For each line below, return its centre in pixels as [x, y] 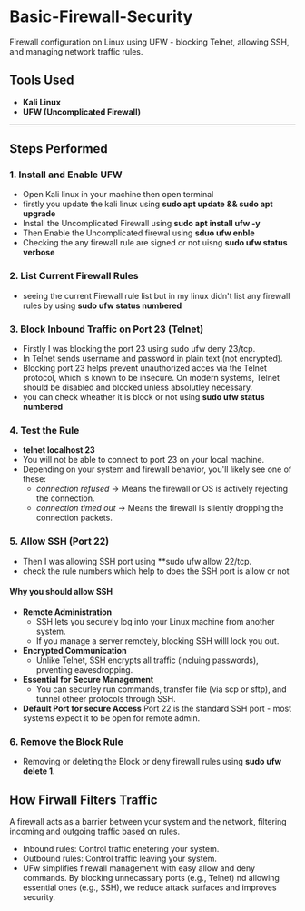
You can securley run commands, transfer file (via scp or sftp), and [162, 689]
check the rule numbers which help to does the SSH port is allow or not [156, 571]
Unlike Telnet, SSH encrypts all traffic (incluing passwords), [147, 660]
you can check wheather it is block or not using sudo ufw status [143, 397]
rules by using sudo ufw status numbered [102, 305]
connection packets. [74, 518]
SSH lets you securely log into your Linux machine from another [155, 621]
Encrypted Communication [74, 650]
